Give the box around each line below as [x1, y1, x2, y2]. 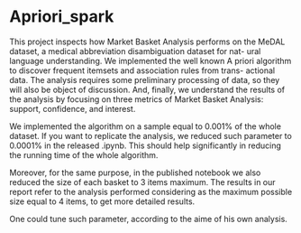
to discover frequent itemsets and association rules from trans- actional [9, 65, 276, 76]
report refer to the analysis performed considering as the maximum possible [9, 186, 293, 197]
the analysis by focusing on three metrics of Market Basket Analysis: [9, 93, 264, 105]
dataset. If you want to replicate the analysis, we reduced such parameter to [9, 130, 293, 141]
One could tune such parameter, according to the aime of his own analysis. [9, 213, 288, 224]
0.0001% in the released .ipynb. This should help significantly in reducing [9, 140, 282, 151]
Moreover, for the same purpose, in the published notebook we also [9, 167, 261, 178]
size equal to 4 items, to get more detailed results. [9, 196, 196, 207]
